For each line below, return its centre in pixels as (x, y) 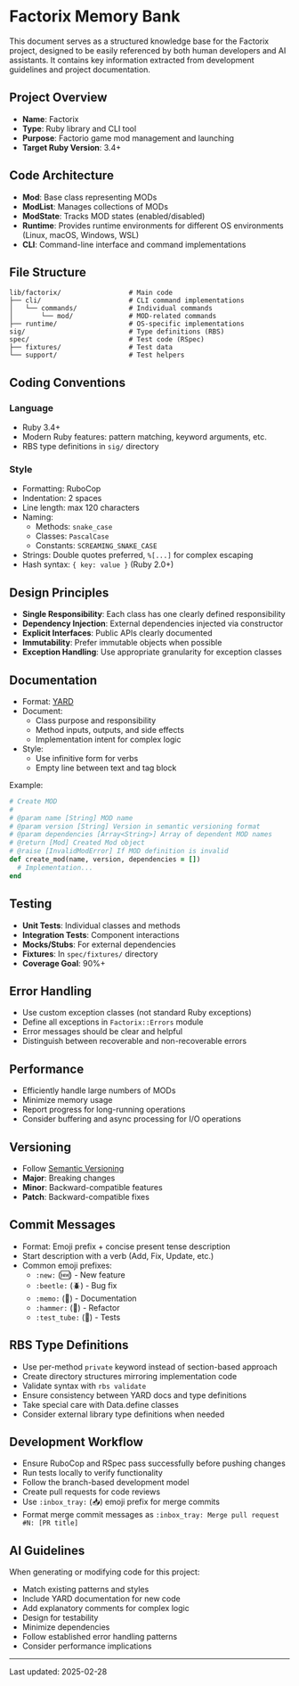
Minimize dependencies (66, 1627)
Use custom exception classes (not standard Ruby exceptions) (137, 1013)
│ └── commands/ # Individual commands (111, 308)
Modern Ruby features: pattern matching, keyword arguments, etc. (144, 437)
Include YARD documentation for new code (101, 1599)
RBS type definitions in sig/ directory (90, 447)
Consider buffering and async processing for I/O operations (132, 1119)
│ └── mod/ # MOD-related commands (113, 317)
